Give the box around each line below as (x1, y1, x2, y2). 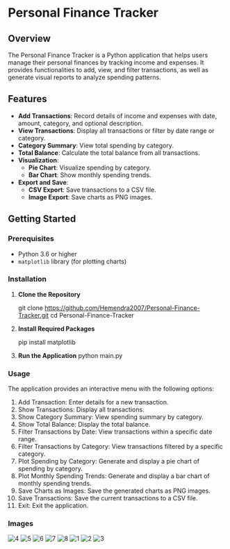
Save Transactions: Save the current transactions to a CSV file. (17, 494, 198, 502)
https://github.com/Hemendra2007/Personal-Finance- (44, 304, 200, 312)
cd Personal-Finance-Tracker (50, 311, 134, 319)
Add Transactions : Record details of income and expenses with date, (17, 111, 217, 120)
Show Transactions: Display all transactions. (17, 405, 145, 414)
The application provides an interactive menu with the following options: (8, 384, 215, 393)
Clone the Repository (17, 290, 81, 298)
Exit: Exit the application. (17, 502, 89, 510)
